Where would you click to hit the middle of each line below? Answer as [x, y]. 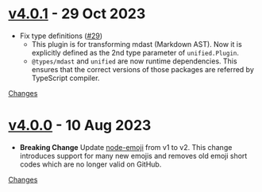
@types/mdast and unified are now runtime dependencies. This [134, 61]
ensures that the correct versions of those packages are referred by [143, 69]
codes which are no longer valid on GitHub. [91, 164]
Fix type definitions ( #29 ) [61, 36]
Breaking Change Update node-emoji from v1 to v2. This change [126, 147]
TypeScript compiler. [65, 78]
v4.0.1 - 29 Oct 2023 [77, 14]
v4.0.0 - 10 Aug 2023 [80, 126]
